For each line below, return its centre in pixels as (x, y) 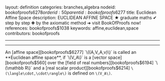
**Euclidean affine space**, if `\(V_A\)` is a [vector (56, 57)
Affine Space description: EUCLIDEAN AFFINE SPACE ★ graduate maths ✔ (81, 18)
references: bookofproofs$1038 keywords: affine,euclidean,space (72, 28)
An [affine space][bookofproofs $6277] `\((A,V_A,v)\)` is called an (71, 52)
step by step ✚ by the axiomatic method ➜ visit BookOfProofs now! (73, 23)
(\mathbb (14, 68)
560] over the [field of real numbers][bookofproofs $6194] (95, 63)
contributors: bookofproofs (32, 33)
